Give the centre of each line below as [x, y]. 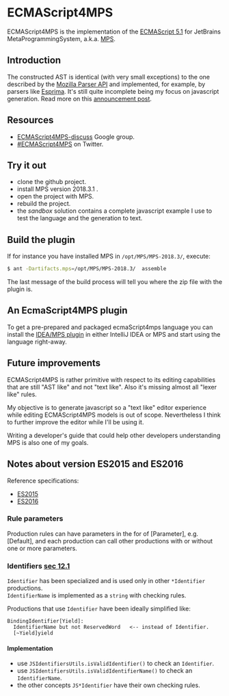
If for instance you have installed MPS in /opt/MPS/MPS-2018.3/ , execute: [109, 256]
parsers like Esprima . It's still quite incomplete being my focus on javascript [113, 91]
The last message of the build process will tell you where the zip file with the [115, 282]
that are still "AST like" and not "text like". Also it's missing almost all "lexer [112, 387]
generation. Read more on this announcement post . [80, 99]
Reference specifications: [43, 480]
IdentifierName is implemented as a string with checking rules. [97, 595]
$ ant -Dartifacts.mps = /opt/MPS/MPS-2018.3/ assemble [87, 269]
